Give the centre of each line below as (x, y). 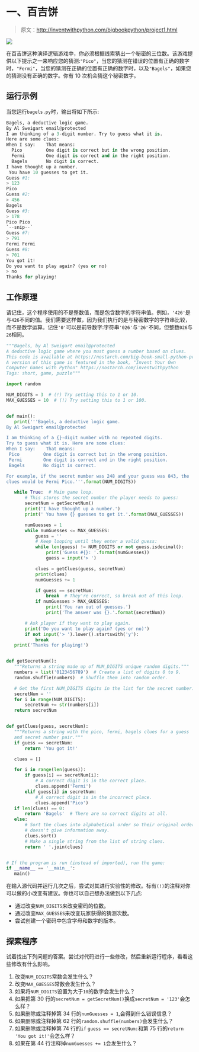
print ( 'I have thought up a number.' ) (72, 509)
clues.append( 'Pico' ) (62, 803)
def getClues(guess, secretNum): (47, 727)
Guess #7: (18, 233)
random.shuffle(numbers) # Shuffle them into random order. (91, 677)
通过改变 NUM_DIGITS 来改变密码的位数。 (62, 906)
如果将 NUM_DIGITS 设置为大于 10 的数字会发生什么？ (75, 991)
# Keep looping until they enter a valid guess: (97, 542)
